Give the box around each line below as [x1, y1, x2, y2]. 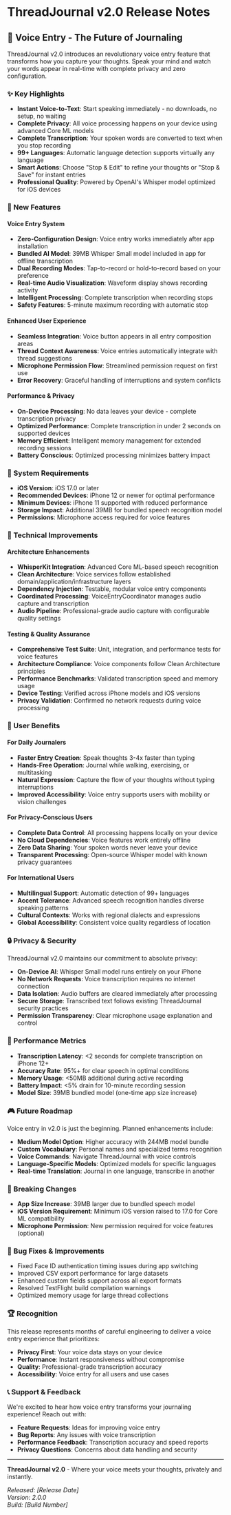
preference [16, 272, 49, 280]
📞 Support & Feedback [7, 1387, 81, 1396]
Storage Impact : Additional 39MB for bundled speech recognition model [16, 506, 223, 514]
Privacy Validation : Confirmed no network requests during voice [16, 696, 201, 705]
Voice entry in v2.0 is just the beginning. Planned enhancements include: [7, 1124, 214, 1132]
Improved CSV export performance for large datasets [16, 1270, 168, 1278]
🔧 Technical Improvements [7, 530, 98, 540]
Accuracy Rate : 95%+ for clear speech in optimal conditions [16, 1066, 190, 1074]
